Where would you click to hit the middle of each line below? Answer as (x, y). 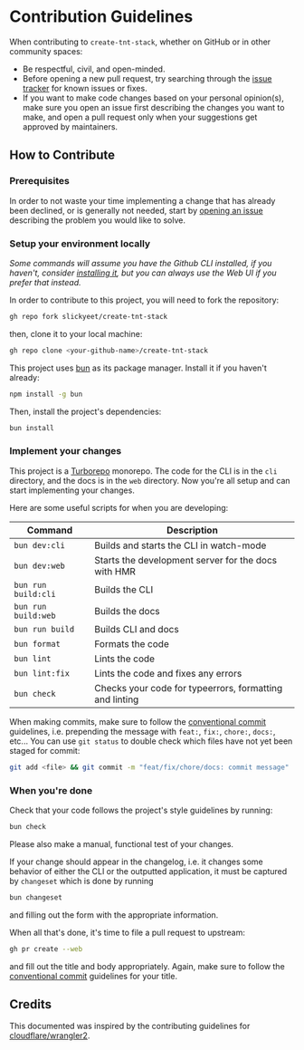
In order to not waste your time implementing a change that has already (142, 200)
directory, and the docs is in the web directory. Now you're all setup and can (150, 480)
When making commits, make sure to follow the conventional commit (138, 721)
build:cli (35, 594)
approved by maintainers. (70, 126)
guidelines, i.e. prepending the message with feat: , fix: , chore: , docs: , (142, 731)
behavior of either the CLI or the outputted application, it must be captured (148, 871)
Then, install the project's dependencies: (85, 411)
